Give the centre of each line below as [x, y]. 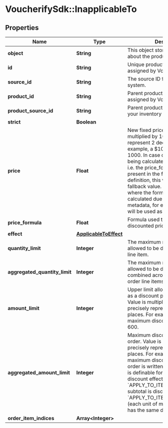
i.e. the [135, 167]
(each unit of [142, 404]
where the [139, 192]
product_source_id [30, 111]
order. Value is [144, 341]
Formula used [143, 219]
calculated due [145, 199]
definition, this [144, 180]
